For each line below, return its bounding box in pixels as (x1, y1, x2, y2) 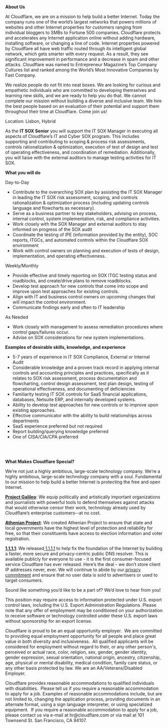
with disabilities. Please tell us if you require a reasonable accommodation (5, 685, 159, 691)
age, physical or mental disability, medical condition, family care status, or (5, 660, 157, 665)
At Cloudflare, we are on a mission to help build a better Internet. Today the (5, 14, 160, 20)
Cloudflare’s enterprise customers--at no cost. (5, 510, 101, 516)
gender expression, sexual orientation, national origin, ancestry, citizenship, (5, 654, 161, 660)
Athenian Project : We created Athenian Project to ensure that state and (5, 520, 152, 525)
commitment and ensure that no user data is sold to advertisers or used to (5, 572, 158, 578)
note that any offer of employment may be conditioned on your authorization (5, 608, 163, 613)
